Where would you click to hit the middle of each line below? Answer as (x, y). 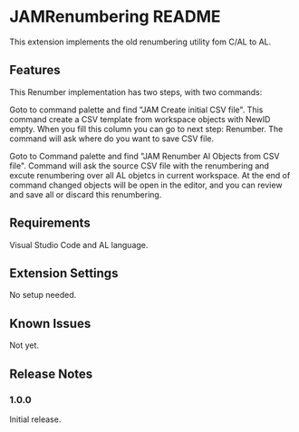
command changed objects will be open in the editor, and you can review (146, 185)
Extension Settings (64, 273)
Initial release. (35, 419)
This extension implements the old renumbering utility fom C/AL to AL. (140, 42)
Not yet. (24, 345)
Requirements (50, 223)
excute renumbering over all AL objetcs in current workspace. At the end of (150, 175)
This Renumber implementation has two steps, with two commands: (136, 91)
